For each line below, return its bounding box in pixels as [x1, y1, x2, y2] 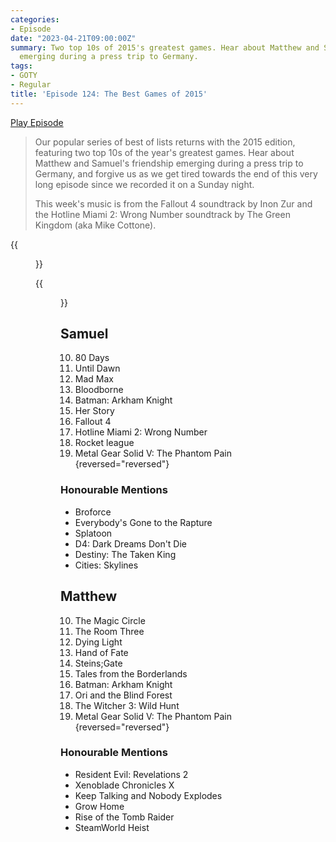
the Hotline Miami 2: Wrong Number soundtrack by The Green [34, 208, 291, 220]
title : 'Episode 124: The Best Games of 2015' [10, 89, 208, 99]
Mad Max [74, 373, 114, 385]
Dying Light [74, 636, 123, 648]
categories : [10, 14, 60, 25]
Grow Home [74, 800, 125, 812]
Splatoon [74, 527, 113, 539]
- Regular [10, 80, 52, 90]
